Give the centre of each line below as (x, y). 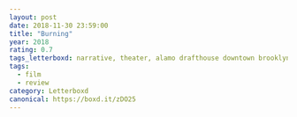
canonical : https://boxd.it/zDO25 (73, 99)
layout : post (33, 17)
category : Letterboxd (49, 91)
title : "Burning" (41, 33)
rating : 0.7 (31, 50)
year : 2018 (29, 42)
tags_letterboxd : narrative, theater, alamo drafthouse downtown (132, 58)
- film (29, 75)
